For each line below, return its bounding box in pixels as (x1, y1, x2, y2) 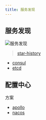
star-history (17, 50, 41, 57)
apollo (12, 104, 25, 111)
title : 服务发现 (5, 7, 35, 12)
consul (12, 60, 26, 66)
